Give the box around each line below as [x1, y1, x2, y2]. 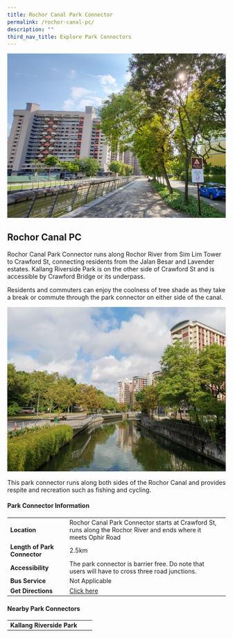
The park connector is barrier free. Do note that [69, 560, 205, 568]
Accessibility [10, 564, 49, 572]
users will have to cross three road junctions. [69, 567, 197, 575]
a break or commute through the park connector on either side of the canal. [7, 293, 223, 301]
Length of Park [10, 543, 54, 551]
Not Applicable [69, 577, 112, 585]
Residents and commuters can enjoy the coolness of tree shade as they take [7, 285, 226, 294]
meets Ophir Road [69, 533, 121, 541]
